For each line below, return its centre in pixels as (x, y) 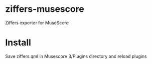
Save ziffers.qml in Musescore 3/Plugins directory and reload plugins (76, 56)
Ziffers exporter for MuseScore (37, 23)
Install (18, 43)
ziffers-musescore (45, 9)
